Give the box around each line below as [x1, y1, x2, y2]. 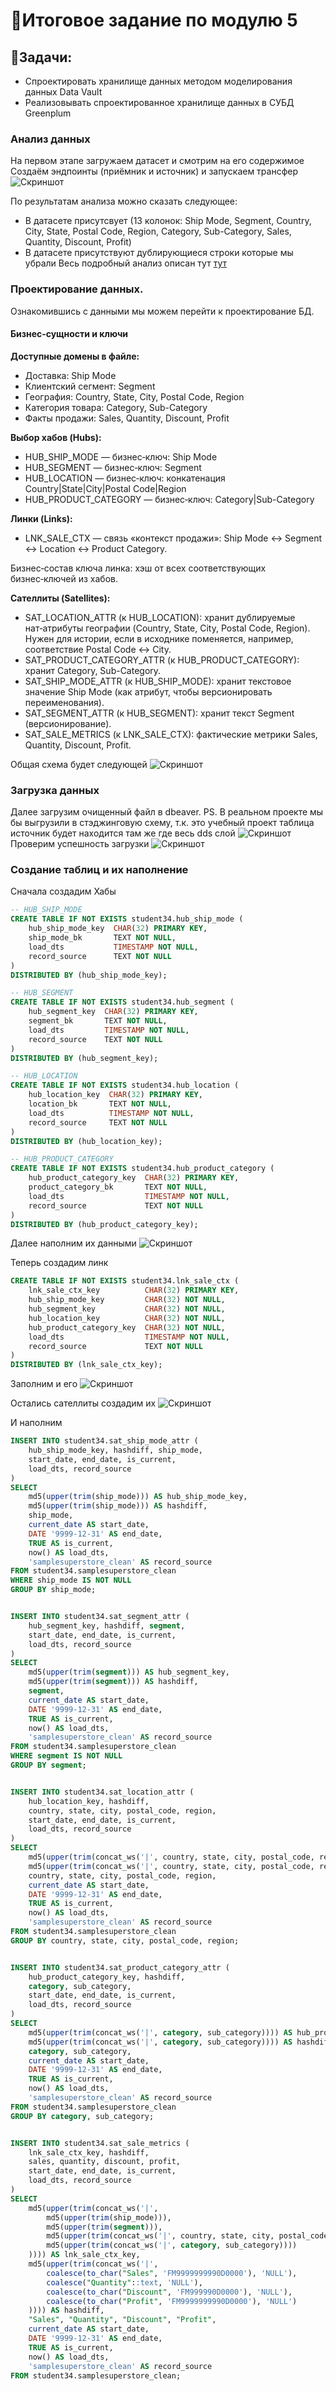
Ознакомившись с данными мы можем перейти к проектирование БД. [10, 305, 315, 317]
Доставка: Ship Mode [24, 369, 117, 381]
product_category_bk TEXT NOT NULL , [28, 1182, 208, 1193]
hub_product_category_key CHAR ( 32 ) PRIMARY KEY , [28, 1173, 240, 1183]
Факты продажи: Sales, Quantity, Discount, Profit [24, 412, 230, 424]
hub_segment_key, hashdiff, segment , [28, 1620, 186, 1631]
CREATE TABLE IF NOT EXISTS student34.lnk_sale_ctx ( [10, 1276, 240, 1286]
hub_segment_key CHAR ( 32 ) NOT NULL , [28, 1304, 226, 1314]
